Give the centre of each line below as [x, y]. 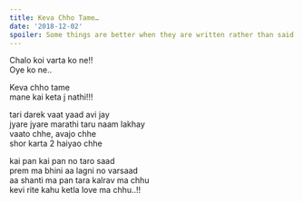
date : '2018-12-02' [46, 26]
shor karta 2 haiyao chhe [56, 144]
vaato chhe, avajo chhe [53, 134]
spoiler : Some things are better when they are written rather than [142, 34]
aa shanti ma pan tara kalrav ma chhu [79, 180]
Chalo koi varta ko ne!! [51, 61]
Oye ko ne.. [31, 70]
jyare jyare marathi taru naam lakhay [77, 124]
